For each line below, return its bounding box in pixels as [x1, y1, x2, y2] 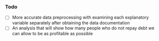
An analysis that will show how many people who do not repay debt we [12, 25, 155, 31]
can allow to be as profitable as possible [12, 31, 93, 37]
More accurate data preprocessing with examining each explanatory [12, 15, 149, 20]
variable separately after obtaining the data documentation [12, 20, 130, 26]
